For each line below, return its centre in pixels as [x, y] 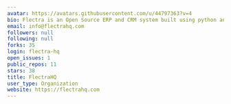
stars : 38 [21, 70]
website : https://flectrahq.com [53, 90]
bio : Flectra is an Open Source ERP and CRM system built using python [112, 20]
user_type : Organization [43, 83]
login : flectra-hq [33, 52]
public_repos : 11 [32, 64]
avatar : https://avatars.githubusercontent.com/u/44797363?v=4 [100, 13]
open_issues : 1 [29, 58]
